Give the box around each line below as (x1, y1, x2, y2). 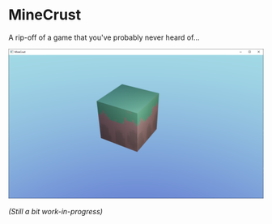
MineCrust (8, 6, 82, 24)
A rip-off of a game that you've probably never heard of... (8, 32, 200, 42)
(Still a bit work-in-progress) (8, 207, 104, 217)
